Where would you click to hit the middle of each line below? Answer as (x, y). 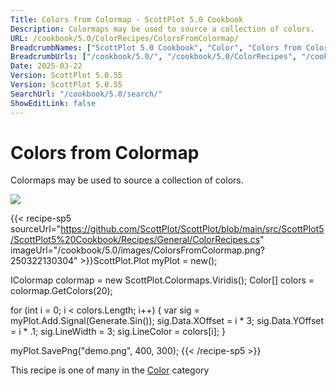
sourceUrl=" (36, 229)
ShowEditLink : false (53, 103)
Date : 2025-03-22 (46, 66)
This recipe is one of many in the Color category (110, 370)
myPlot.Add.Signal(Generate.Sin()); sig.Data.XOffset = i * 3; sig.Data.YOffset (167, 321)
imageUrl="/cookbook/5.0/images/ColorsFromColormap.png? (137, 250)
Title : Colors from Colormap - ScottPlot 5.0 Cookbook (127, 19)
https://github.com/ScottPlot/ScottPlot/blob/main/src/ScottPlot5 (192, 229)
